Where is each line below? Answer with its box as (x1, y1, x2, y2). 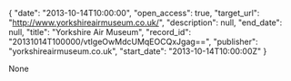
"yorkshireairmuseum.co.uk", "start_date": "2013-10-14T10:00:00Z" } (8, 46, 267, 57)
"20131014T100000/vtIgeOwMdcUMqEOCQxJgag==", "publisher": (8, 36, 258, 47)
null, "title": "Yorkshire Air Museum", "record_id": (8, 27, 192, 37)
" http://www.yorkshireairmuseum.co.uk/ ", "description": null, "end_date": (8, 17, 283, 28)
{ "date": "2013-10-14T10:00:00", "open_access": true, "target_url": (8, 8, 260, 18)
